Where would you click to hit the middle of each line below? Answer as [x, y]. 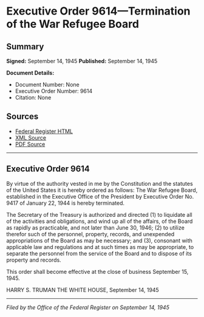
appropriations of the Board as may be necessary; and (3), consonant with [100, 240]
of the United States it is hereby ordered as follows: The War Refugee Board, [102, 190]
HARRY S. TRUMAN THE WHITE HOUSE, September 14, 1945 [83, 290]
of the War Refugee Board [73, 24]
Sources [22, 117]
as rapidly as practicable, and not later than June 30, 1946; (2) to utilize [96, 227]
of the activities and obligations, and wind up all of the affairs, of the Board [100, 221]
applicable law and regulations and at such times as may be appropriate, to [100, 247]
